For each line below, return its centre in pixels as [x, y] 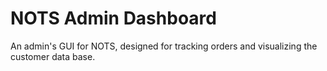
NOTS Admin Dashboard [113, 18]
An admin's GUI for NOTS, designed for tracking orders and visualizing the [164, 46]
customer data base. [53, 56]
